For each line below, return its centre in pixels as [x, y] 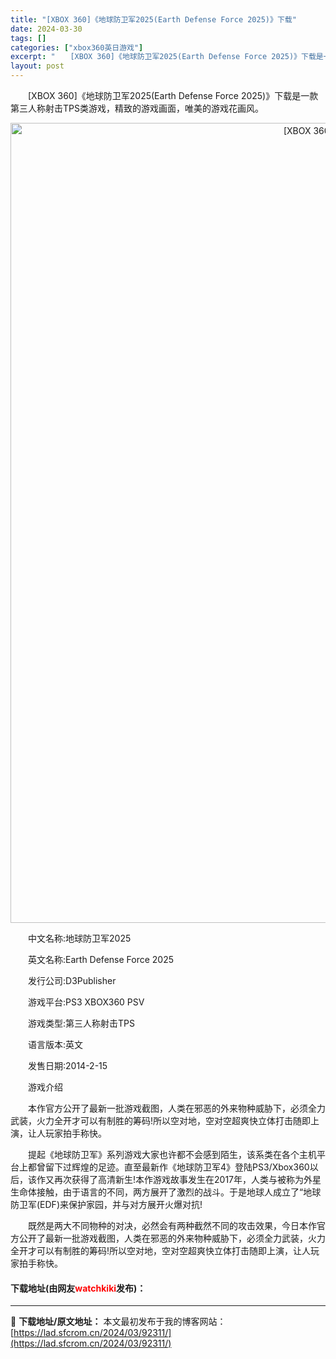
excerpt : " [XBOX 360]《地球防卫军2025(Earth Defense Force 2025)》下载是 [167, 57]
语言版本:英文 [55, 1044]
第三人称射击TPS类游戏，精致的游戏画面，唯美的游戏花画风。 [137, 108]
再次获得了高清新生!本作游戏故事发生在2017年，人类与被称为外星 [187, 1179]
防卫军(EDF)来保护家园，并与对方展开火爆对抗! [106, 1204]
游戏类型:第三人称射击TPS [81, 1023]
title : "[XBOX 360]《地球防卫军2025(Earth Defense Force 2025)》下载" [153, 19]
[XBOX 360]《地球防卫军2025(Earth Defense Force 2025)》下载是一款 [173, 95]
